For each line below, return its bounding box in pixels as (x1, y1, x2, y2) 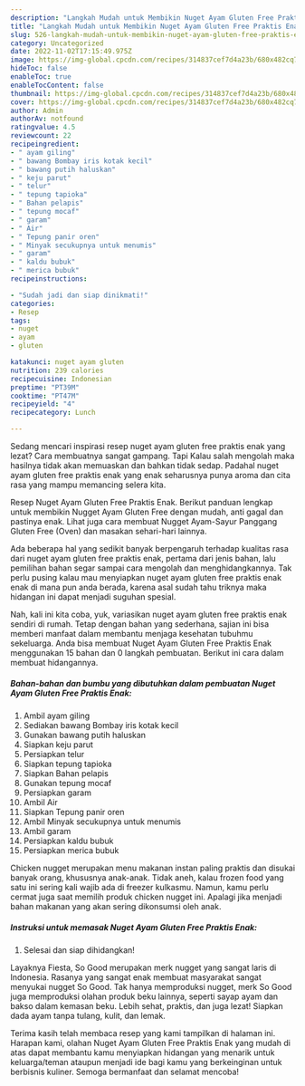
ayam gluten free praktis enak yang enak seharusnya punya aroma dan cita (10, 470, 291, 480)
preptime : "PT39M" (10, 382, 80, 392)
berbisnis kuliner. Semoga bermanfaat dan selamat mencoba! (10, 1066, 239, 1077)
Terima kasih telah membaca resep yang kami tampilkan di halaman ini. (10, 1027, 276, 1038)
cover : (10, 97, 35, 107)
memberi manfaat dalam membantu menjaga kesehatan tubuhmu (10, 629, 253, 639)
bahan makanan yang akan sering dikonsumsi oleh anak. (10, 900, 222, 911)
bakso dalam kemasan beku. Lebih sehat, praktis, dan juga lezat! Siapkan (10, 1000, 283, 1011)
